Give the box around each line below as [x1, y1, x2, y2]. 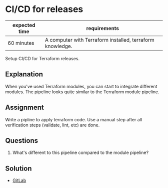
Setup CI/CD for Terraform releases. [5, 55, 80, 61]
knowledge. [44, 43, 72, 50]
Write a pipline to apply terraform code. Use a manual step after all [5, 116, 142, 122]
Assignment [5, 103, 44, 112]
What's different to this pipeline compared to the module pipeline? [12, 149, 149, 156]
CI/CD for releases [5, 4, 83, 15]
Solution [5, 164, 32, 172]
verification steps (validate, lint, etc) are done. [5, 122, 100, 128]
